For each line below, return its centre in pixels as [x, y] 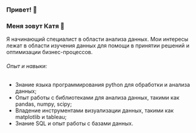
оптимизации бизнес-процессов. [50, 52]
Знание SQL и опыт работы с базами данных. [74, 123]
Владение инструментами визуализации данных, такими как [94, 111]
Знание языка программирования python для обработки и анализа [103, 85]
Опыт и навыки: [27, 66]
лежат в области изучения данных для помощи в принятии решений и [98, 46]
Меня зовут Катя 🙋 [36, 26]
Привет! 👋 [22, 10]
